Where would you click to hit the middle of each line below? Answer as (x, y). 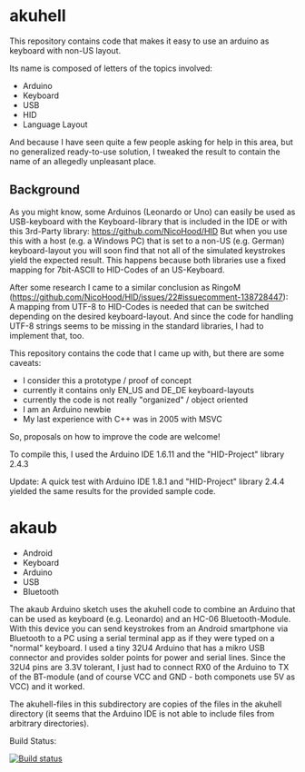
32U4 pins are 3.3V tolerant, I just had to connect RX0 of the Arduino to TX (149, 667)
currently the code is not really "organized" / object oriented (135, 400)
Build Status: (33, 740)
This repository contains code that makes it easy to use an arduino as (139, 41)
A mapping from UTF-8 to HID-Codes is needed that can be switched (139, 306)
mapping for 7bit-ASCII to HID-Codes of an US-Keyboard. (117, 270)
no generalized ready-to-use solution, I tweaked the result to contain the (145, 152)
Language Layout (55, 124)
